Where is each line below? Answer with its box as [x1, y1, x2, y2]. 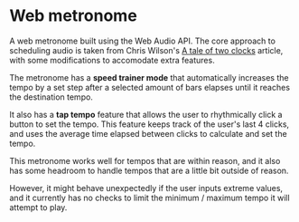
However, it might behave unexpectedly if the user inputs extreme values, [9, 182, 283, 193]
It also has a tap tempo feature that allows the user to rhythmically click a [9, 109, 283, 120]
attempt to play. [9, 201, 68, 213]
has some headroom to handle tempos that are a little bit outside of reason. [9, 165, 289, 176]
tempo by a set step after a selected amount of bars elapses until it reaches [9, 82, 291, 92]
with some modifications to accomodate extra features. [9, 54, 215, 65]
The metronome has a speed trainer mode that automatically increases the [9, 72, 289, 82]
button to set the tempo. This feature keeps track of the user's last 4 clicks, [9, 119, 290, 130]
